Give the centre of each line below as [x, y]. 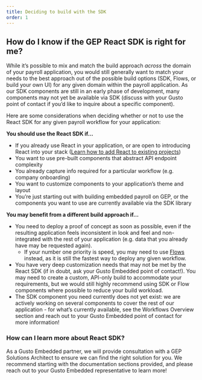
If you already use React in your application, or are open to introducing [103, 146]
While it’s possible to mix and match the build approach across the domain [99, 66]
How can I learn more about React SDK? [65, 338]
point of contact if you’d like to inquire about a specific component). [90, 104]
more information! [37, 322]
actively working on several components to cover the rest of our [95, 303]
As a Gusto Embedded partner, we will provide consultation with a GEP [94, 351]
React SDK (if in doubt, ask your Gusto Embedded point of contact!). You [105, 271]
